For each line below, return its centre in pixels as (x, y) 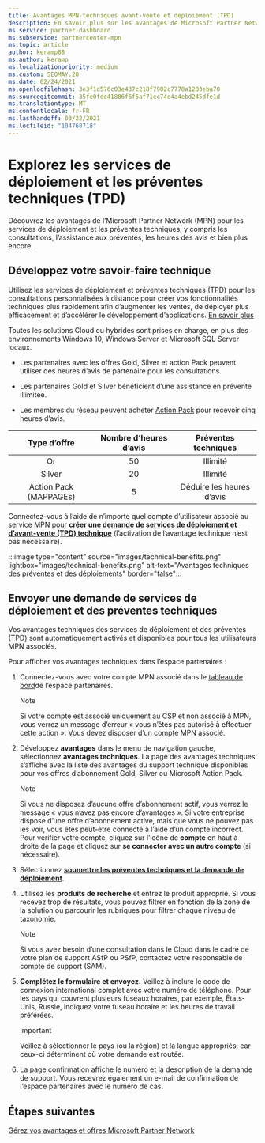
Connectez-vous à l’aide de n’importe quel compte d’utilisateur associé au (129, 516)
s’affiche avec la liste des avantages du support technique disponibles (134, 765)
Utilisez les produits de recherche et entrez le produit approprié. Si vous (138, 894)
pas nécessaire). (35, 541)
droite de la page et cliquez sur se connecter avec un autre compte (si (135, 846)
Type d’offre (51, 442)
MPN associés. (33, 646)
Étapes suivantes (52, 1111)
